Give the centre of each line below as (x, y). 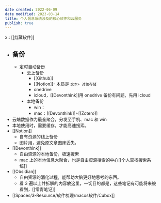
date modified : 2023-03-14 (32, 14)
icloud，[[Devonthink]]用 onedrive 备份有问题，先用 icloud (92, 95)
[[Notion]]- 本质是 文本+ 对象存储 (65, 84)
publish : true (19, 23)
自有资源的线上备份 (39, 137)
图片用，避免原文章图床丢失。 (49, 143)
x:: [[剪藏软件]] (20, 37)
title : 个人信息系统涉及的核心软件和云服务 (43, 18)
